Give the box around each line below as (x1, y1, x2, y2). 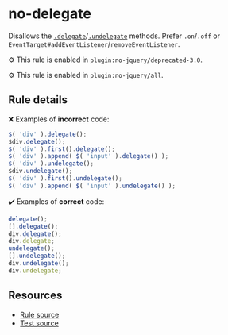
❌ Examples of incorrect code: (8, 114, 110, 124)
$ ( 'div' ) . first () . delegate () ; (8, 144, 115, 153)
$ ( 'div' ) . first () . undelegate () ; (8, 175, 123, 183)
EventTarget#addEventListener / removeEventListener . (8, 39, 180, 48)
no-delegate (8, 5, 91, 23)
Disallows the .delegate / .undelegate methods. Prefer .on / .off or (8, 31, 221, 40)
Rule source (19, 310, 60, 319)
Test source (19, 318, 60, 328)
